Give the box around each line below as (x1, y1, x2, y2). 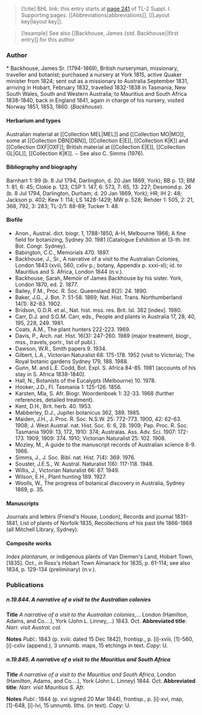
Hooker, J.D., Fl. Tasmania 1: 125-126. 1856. (14, 383, 122, 391)
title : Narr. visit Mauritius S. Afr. (6, 684, 85, 691)
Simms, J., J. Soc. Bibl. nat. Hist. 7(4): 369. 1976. (14, 453, 136, 461)
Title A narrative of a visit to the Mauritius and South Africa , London (6, 671, 176, 678)
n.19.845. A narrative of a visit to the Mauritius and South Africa (6, 655, 171, 663)
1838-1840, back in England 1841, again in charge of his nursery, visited (6, 96, 185, 104)
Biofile (6, 216, 23, 224)
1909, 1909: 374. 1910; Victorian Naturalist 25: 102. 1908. (26, 434, 166, 442)
